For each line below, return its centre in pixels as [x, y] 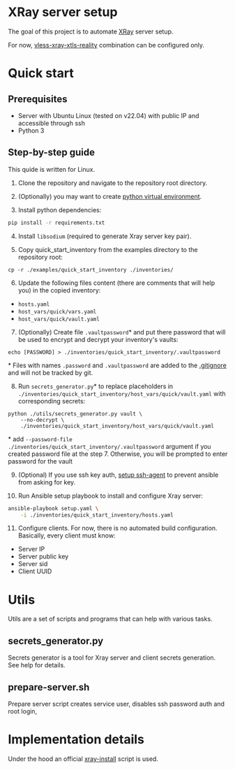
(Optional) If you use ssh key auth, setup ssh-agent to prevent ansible [118, 475]
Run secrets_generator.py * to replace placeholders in [96, 386]
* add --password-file [40, 439]
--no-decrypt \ [43, 420]
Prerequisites [38, 99]
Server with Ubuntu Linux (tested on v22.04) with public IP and [108, 115]
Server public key [43, 556]
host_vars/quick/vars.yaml [57, 311]
